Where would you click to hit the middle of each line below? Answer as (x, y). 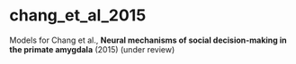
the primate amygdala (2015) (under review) (92, 49)
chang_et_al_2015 (78, 16)
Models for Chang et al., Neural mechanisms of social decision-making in (148, 40)
